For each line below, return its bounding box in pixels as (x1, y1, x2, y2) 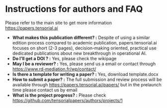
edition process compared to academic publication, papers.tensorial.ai (12, 39, 158, 45)
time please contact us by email (12, 87, 78, 93)
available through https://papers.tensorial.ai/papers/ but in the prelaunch (12, 81, 162, 87)
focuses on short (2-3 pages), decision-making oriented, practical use (12, 45, 157, 51)
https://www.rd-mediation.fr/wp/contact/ (12, 66, 96, 72)
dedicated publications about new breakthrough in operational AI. (12, 50, 147, 56)
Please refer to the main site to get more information (5, 20, 112, 26)
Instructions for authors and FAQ (5, 3, 143, 15)
